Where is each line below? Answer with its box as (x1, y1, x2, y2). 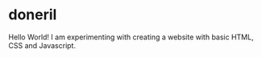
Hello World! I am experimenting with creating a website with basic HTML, (8, 32, 254, 42)
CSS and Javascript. (8, 40, 77, 50)
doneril (8, 6, 57, 24)
